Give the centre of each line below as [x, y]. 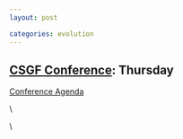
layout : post [34, 17]
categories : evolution [52, 34]
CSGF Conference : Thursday [91, 69]
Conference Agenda [47, 91]
